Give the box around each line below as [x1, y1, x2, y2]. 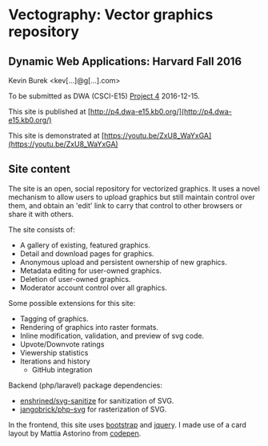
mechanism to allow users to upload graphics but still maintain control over [8, 192, 255, 202]
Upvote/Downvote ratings [19, 339, 105, 349]
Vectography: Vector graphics [8, 6, 214, 24]
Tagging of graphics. [19, 314, 89, 323]
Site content [8, 163, 70, 176]
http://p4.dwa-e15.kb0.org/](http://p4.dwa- [90, 106, 232, 116]
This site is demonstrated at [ [8, 131, 105, 140]
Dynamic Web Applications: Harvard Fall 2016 [8, 54, 242, 68]
